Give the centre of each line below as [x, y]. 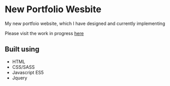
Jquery [20, 78]
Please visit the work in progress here [44, 33]
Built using [22, 49]
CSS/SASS [23, 67]
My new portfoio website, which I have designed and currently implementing [85, 23]
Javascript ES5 [28, 72]
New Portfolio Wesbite [53, 9]
